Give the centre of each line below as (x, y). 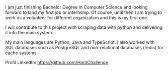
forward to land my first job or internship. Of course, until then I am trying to (84, 12)
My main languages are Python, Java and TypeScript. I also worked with (80, 42)
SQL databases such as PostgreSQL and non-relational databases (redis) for (85, 47)
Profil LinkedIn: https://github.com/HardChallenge (57, 62)
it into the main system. (29, 33)
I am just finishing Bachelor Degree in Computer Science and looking (76, 7)
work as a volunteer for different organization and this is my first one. (77, 18)
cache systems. (22, 53)
